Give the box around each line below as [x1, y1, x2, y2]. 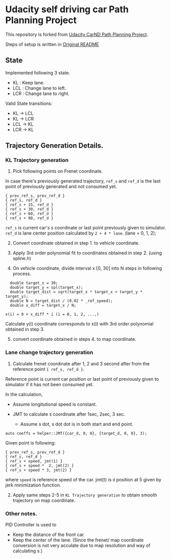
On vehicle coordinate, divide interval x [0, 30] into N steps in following [12, 265, 162, 271]
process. [12, 271, 32, 277]
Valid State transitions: [5, 100, 53, 106]
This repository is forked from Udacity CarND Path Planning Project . [5, 31, 149, 37]
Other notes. [5, 510, 37, 517]
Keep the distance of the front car [12, 531, 84, 538]
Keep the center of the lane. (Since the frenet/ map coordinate [12, 537, 144, 543]
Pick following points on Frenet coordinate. [12, 168, 103, 174]
